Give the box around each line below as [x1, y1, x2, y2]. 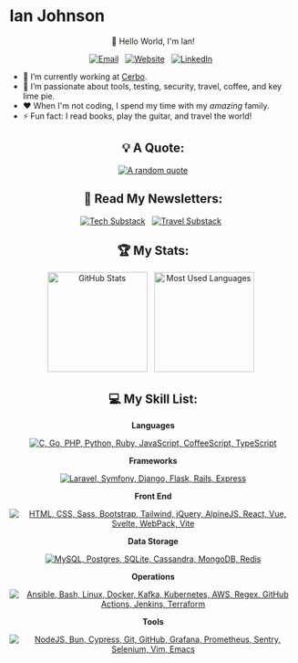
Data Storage [127, 536, 180, 547]
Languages [131, 420, 175, 431]
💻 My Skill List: [108, 391, 198, 406]
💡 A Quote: [121, 141, 185, 156]
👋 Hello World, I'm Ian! [111, 36, 195, 47]
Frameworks [128, 456, 178, 467]
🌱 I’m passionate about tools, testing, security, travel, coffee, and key [22, 80, 283, 91]
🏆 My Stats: [117, 243, 190, 258]
